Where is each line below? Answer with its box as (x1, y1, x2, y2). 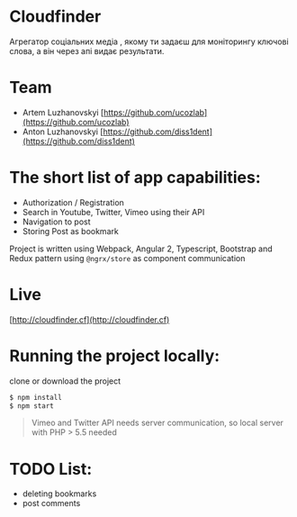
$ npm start (9, 401, 54, 411)
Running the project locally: (9, 345, 220, 366)
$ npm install (9, 393, 63, 402)
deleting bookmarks (22, 488, 97, 499)
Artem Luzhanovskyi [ (22, 106, 104, 118)
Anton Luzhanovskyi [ (22, 126, 103, 137)
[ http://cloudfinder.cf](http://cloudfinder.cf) (9, 313, 170, 325)
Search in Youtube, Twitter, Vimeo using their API (22, 206, 205, 217)
